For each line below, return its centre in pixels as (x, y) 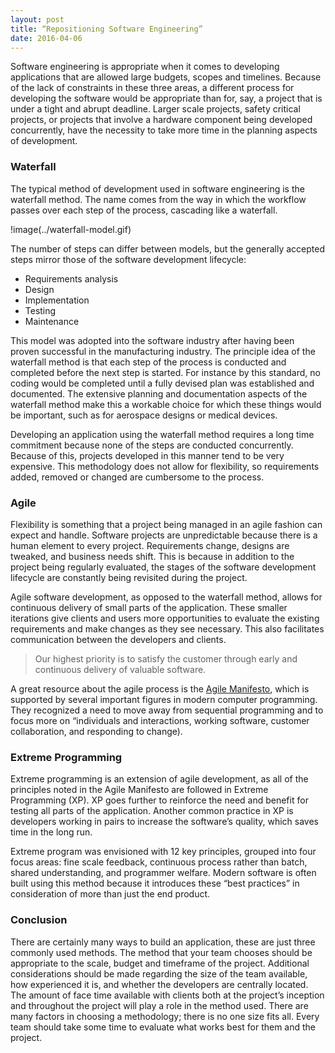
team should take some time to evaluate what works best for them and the (163, 1027)
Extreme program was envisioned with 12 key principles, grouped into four (163, 852)
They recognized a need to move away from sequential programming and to (167, 710)
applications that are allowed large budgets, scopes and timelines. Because (166, 77)
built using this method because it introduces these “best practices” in (155, 883)
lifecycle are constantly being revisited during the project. (129, 577)
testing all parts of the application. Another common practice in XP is (152, 811)
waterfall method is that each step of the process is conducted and (148, 362)
